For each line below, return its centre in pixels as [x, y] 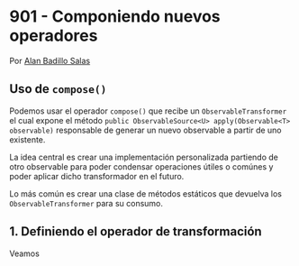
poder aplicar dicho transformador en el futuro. [97, 176]
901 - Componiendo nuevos [115, 17]
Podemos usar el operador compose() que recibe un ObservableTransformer [148, 111]
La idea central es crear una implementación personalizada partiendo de [144, 157]
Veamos [25, 253]
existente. [27, 139]
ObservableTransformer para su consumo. [86, 203]
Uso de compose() [58, 89]
